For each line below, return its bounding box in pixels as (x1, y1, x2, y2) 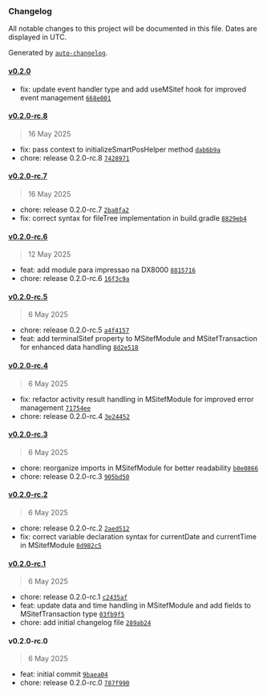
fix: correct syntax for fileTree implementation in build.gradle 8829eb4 (19, 213, 247, 222)
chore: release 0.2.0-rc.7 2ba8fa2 (19, 205, 130, 214)
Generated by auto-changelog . (8, 48, 108, 58)
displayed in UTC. (8, 32, 67, 42)
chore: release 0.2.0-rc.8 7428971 (19, 152, 130, 162)
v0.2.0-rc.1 (8, 559, 47, 568)
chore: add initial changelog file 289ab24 (19, 618, 152, 628)
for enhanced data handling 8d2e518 (19, 343, 139, 352)
